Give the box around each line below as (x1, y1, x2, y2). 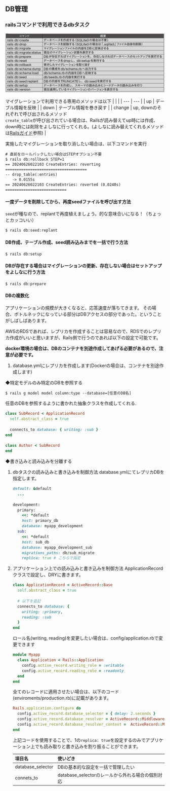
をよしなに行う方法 (5, 269, 46, 275)
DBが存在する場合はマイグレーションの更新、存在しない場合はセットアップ (5, 263, 162, 269)
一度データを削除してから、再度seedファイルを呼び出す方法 (5, 198, 131, 204)
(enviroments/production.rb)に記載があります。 (12, 695, 111, 701)
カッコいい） (9, 217, 36, 223)
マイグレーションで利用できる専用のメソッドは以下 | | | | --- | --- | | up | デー (5, 98, 165, 104)
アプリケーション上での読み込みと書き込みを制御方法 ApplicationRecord (12, 565, 163, 571)
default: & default (12, 486, 52, 491)
